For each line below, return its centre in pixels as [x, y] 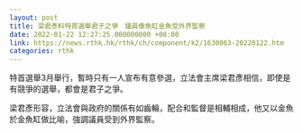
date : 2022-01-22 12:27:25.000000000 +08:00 [94, 34]
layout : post [34, 18]
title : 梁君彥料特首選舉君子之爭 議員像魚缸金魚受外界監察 [107, 26]
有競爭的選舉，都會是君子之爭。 [69, 89]
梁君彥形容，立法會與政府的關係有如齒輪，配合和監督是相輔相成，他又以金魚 [151, 108]
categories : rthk [42, 51]
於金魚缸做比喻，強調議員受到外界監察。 [84, 120]
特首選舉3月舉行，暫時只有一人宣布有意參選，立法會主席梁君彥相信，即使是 [150, 78]
